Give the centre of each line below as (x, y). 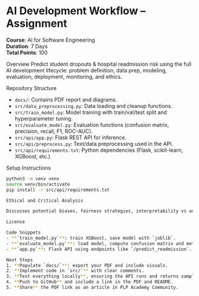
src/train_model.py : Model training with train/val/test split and (91, 112)
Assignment (37, 23)
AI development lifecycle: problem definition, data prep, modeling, (86, 70)
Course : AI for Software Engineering (51, 40)
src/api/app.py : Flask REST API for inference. (70, 137)
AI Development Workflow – (76, 11)
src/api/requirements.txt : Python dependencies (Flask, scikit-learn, (99, 150)
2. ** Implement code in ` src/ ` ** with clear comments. (75, 271)
